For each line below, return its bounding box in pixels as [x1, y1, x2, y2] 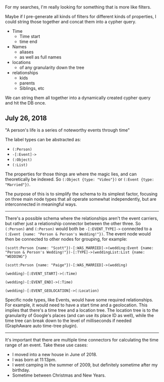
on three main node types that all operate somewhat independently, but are [5, 196, 157, 202]
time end [19, 39, 38, 44]
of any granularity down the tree [19, 64, 84, 70]
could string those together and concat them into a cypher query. [5, 19, 137, 24]
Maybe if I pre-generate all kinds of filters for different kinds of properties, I [5, 14, 157, 19]
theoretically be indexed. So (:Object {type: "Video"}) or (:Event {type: [5, 176, 155, 182]
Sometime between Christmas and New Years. [12, 372, 106, 378]
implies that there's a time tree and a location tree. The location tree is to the [5, 307, 159, 313]
